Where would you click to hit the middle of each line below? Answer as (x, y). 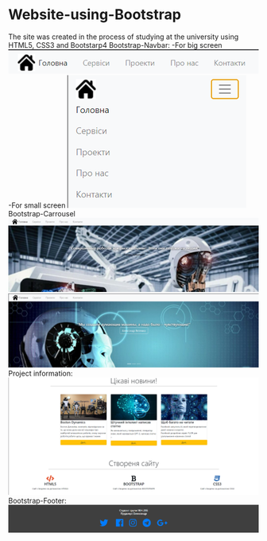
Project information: (41, 373)
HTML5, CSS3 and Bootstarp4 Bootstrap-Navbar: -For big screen (115, 45)
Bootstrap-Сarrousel (42, 214)
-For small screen (37, 205)
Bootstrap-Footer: (37, 500)
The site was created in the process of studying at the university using (124, 37)
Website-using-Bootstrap (95, 15)
